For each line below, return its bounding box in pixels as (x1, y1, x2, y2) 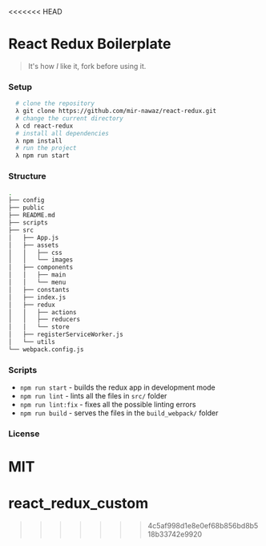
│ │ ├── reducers (8, 316, 81, 324)
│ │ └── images (8, 256, 74, 264)
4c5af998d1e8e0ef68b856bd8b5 (147, 521, 259, 531)
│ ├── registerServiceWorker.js (8, 330, 124, 339)
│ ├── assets (8, 241, 59, 249)
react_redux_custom (8, 495, 149, 512)
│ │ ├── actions (8, 308, 78, 316)
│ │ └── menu (8, 278, 66, 287)
